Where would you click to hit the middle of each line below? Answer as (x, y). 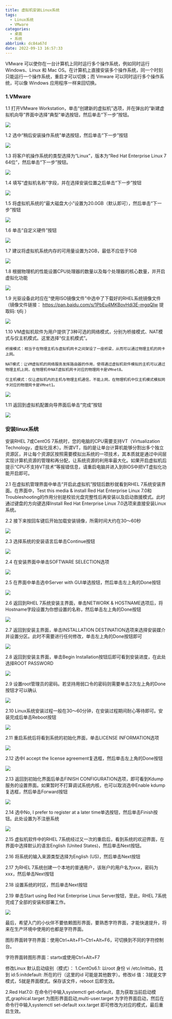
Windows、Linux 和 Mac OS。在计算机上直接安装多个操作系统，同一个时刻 (84, 70)
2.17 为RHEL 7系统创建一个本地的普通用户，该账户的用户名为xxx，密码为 (82, 867)
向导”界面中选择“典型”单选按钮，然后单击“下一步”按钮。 (73, 115)
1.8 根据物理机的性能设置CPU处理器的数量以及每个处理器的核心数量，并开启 (85, 271)
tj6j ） (23, 311)
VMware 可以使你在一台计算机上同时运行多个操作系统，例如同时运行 (78, 63)
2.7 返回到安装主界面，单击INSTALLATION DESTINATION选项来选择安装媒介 (85, 630)
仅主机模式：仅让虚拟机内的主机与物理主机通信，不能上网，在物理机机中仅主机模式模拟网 (85, 380)
